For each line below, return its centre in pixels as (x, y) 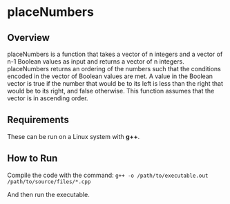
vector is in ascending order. (48, 98)
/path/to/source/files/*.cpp (49, 182)
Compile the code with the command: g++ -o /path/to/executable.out (108, 175)
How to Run (32, 159)
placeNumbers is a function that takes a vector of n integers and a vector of (115, 54)
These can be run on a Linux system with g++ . (74, 136)
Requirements (38, 120)
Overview (29, 38)
